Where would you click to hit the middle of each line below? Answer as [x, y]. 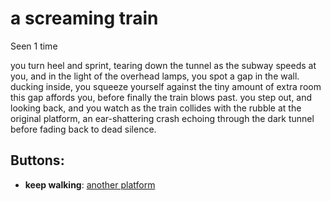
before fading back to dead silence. [83, 129]
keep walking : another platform [90, 184]
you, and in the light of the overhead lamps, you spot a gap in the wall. [155, 76]
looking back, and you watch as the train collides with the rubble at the [156, 108]
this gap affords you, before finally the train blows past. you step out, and [161, 97]
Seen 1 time [34, 46]
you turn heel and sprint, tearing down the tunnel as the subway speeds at [163, 65]
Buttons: [37, 160]
